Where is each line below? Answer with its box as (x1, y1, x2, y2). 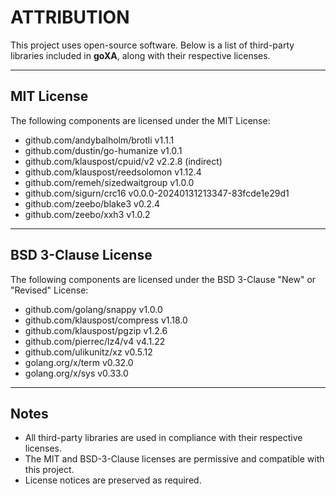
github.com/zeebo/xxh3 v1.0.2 (24, 208, 151, 220)
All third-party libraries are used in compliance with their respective (24, 432, 303, 444)
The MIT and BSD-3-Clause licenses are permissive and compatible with (24, 453, 325, 465)
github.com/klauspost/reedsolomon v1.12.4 (24, 166, 202, 178)
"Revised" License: (10, 284, 89, 296)
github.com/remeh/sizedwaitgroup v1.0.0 (24, 176, 195, 188)
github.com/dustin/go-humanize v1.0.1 (24, 144, 183, 156)
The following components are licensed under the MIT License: (10, 114, 271, 126)
